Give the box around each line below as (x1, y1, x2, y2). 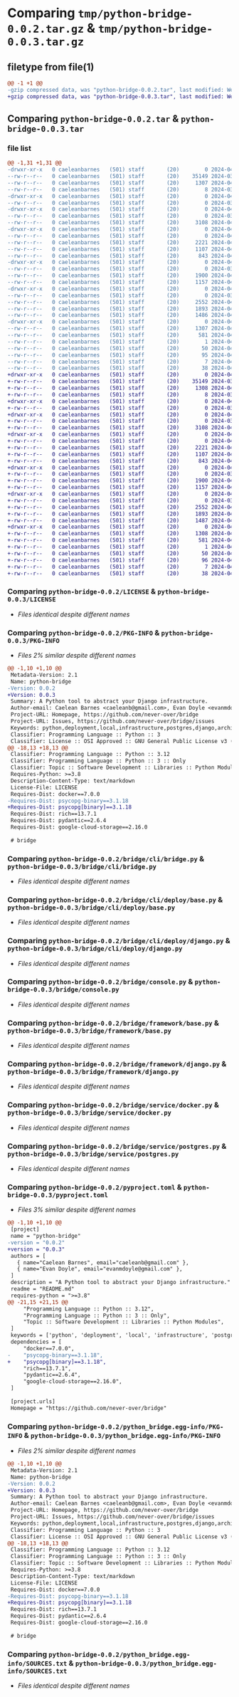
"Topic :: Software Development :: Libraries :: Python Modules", (23, 1318, 224, 1325)
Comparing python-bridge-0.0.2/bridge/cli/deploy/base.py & (7, 895, 223, 905)
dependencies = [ (10, 1338, 62, 1346)
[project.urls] (10, 1397, 55, 1405)
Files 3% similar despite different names (17, 1205, 137, 1214)
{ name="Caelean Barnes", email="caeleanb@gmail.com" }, (16, 1259, 190, 1266)
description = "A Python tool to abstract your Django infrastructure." (10, 1279, 231, 1286)
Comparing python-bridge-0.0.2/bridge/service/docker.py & (7, 1100, 219, 1110)
